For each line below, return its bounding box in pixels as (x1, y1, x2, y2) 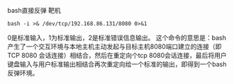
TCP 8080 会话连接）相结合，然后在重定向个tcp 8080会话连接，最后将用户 (7, 52, 227, 59)
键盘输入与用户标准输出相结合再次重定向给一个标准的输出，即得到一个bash (7, 60, 227, 68)
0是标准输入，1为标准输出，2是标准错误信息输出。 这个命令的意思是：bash (7, 34, 227, 42)
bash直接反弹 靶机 (7, 6, 62, 14)
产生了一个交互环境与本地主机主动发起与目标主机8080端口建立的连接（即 (7, 42, 222, 51)
